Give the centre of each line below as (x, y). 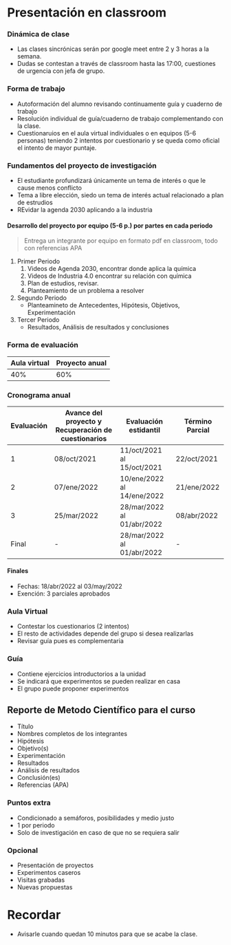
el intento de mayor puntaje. (57, 148)
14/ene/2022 (142, 495)
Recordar (34, 915)
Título (25, 726)
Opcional (23, 850)
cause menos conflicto (49, 188)
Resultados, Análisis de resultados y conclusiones (98, 327)
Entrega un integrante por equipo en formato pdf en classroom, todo (121, 241)
